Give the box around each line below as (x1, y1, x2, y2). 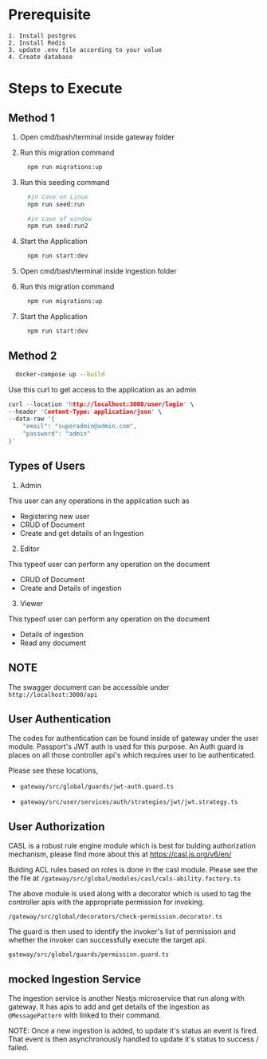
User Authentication (8, 712, 112, 726)
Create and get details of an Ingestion (19, 528, 144, 537)
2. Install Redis (8, 38, 66, 47)
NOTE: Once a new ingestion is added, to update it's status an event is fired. (8, 1026, 259, 1035)
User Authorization (8, 820, 105, 833)
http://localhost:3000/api (8, 691, 98, 699)
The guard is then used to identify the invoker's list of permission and (8, 927, 237, 936)
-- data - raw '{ (8, 415, 56, 423)
